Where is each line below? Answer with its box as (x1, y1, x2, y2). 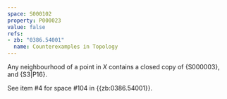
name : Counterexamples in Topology (13, 43, 118, 50)
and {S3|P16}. (7, 70, 48, 78)
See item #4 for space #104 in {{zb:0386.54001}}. (7, 84, 153, 92)
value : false (7, 23, 46, 30)
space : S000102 (7, 10, 52, 18)
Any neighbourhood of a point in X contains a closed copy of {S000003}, (7, 63, 220, 71)
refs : (7, 30, 23, 37)
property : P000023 (7, 17, 61, 24)
